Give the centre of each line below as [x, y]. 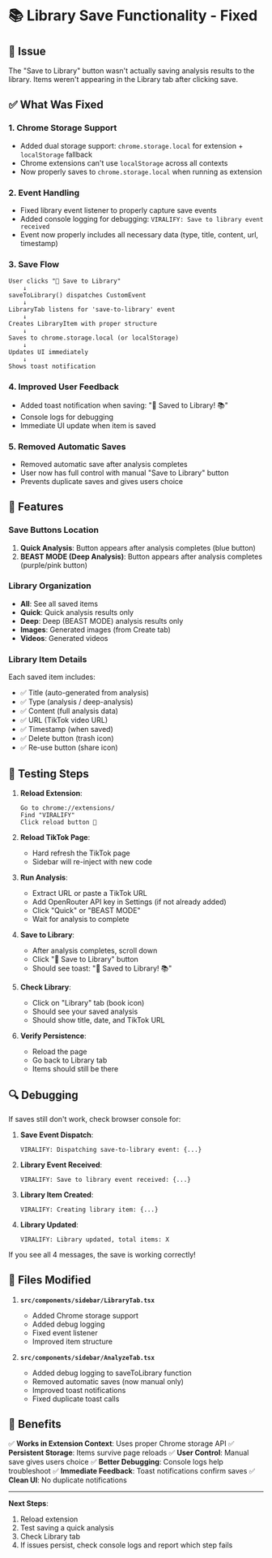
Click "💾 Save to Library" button [85, 959]
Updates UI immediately [49, 353]
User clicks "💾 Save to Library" [65, 281]
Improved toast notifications [79, 1390]
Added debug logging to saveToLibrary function [112, 1373]
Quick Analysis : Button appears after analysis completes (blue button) [138, 547]
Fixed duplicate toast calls [76, 1399]
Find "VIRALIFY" [47, 815]
